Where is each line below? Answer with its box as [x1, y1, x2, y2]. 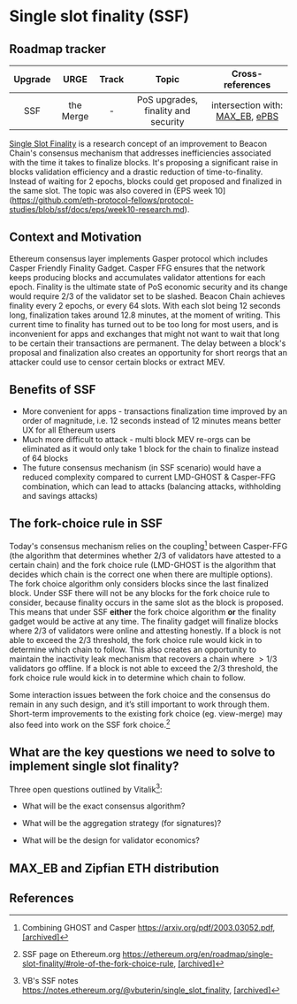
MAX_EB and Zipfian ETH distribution [9, 861, 219, 876]
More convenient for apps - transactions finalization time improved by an [21, 405, 287, 417]
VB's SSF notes [21, 976, 79, 986]
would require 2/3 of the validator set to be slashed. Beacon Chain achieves [9, 290, 286, 302]
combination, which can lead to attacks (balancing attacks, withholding [21, 480, 281, 492]
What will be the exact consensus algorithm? [21, 801, 186, 811]
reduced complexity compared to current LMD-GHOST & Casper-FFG [21, 471, 276, 482]
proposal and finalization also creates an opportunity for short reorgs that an [9, 347, 287, 357]
